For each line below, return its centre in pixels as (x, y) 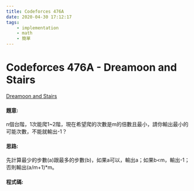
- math (25, 33)
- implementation (38, 28)
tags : (13, 22)
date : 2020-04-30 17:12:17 (39, 17)
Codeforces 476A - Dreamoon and (91, 67)
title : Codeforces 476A (35, 11)
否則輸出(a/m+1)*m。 (32, 168)
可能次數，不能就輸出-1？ (37, 131)
